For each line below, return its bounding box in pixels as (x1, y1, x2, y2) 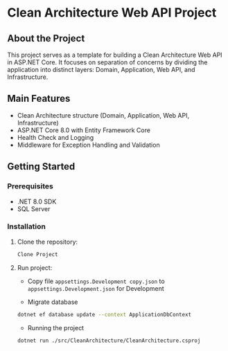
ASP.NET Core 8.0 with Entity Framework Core (17, 126, 151, 134)
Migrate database (27, 298, 78, 306)
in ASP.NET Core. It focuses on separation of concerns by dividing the (7, 58, 208, 66)
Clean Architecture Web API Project (7, 5, 217, 21)
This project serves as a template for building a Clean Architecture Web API (7, 51, 223, 59)
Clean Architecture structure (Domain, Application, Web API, (17, 111, 189, 119)
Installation (7, 222, 46, 231)
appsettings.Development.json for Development (27, 284, 164, 292)
